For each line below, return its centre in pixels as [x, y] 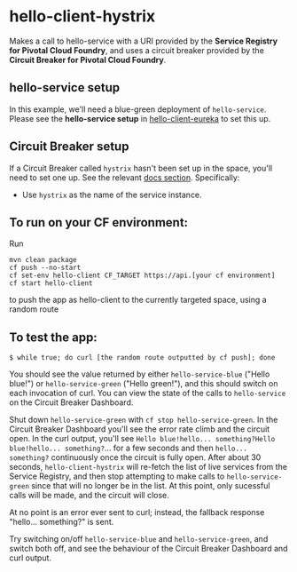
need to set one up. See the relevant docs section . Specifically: [125, 177]
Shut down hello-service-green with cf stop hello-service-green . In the [144, 420]
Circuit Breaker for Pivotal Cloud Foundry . [88, 60]
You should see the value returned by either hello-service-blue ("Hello [140, 374]
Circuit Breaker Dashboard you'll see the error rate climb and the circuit [140, 429]
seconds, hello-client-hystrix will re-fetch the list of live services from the [148, 467]
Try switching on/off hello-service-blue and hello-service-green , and [139, 539]
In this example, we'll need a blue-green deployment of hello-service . [138, 109]
